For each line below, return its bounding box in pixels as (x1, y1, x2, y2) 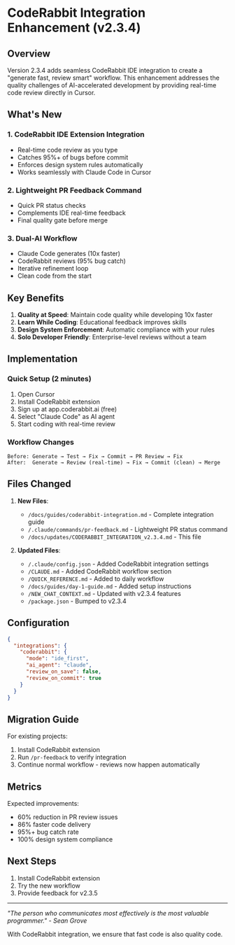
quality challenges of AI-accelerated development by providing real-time (7, 81, 217, 89)
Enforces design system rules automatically (17, 160, 143, 169)
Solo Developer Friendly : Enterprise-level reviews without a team (17, 333, 207, 341)
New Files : (17, 497, 49, 505)
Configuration (7, 617, 70, 629)
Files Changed (7, 478, 71, 490)
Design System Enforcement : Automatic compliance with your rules (17, 325, 215, 334)
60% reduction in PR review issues (17, 813, 118, 821)
